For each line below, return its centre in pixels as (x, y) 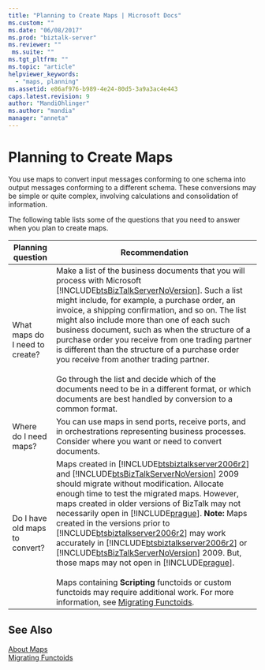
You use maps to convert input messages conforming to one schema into (127, 179)
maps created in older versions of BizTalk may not (149, 503)
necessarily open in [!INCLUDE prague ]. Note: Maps (152, 513)
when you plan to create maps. (58, 228)
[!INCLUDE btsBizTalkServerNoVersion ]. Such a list (149, 290)
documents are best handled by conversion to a (144, 399)
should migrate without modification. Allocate (140, 484)
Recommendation (155, 252)
